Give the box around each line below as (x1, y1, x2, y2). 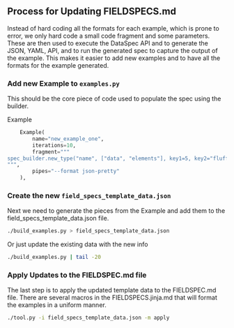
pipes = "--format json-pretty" (32, 167, 120, 175)
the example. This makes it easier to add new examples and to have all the (7, 54, 221, 62)
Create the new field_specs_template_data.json (7, 191, 171, 201)
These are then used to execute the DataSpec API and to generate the (7, 38, 209, 47)
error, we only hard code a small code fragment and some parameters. (7, 31, 210, 40)
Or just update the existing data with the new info (7, 240, 148, 248)
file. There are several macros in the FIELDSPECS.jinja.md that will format (7, 293, 217, 302)
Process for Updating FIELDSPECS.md (7, 6, 176, 17)
